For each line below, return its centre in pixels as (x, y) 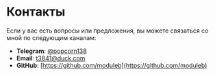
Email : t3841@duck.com (51, 58)
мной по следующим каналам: (51, 37)
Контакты (36, 12)
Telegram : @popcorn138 (51, 51)
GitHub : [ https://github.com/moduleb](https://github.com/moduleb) (112, 65)
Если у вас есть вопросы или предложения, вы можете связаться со (107, 31)
